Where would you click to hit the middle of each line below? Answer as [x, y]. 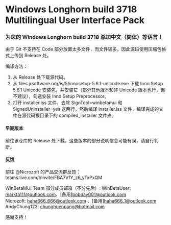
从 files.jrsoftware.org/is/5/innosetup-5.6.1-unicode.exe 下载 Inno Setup [88, 84]
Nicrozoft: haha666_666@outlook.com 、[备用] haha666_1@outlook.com [81, 201]
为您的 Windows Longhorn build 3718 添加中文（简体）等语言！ [84, 37]
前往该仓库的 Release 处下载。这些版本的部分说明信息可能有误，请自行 [80, 140]
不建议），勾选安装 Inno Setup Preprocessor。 [61, 96]
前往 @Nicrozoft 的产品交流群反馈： [43, 171]
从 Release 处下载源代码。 [40, 77]
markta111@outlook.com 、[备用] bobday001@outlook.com [66, 194]
